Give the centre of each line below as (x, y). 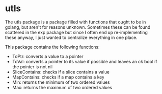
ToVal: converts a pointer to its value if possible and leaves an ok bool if (84, 61)
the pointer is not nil (32, 67)
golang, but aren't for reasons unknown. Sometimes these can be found (78, 27)
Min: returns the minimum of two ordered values (61, 82)
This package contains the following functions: (52, 47)
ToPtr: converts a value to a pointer (48, 56)
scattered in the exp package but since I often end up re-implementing (77, 32)
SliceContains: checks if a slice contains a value (61, 72)
